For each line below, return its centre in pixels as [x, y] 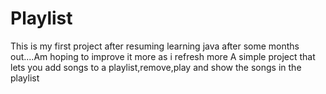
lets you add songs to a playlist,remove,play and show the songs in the [156, 67]
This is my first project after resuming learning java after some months [155, 46]
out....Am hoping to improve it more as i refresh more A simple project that [163, 56]
